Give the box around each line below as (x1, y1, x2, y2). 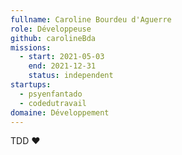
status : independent (28, 71, 114, 81)
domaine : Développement (10, 107, 110, 118)
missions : (10, 42, 52, 53)
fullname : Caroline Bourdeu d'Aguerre (10, 14, 172, 25)
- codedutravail (19, 98, 87, 108)
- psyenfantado (19, 89, 83, 99)
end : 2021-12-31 (28, 61, 97, 71)
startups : (10, 80, 52, 90)
